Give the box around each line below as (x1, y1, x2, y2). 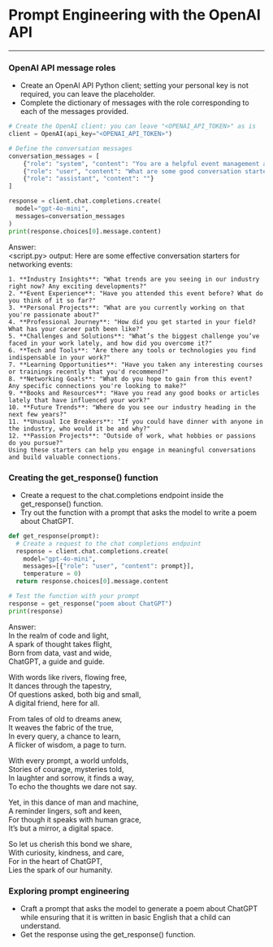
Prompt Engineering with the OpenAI (8, 6, 262, 24)
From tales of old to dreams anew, (8, 714, 123, 723)
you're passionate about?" (8, 311, 100, 319)
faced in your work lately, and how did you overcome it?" (8, 339, 213, 347)
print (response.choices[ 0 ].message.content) (8, 227, 162, 235)
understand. (19, 921, 62, 931)
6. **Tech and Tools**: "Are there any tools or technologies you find (8, 346, 256, 355)
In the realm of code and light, (8, 631, 110, 640)
